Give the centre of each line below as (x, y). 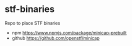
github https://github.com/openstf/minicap (56, 38)
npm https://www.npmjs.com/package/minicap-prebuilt (69, 32)
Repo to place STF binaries (32, 23)
